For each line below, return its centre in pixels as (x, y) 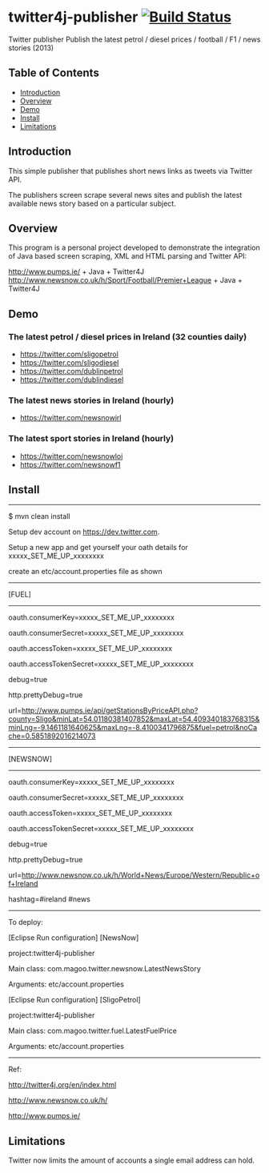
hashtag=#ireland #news (49, 899)
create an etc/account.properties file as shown (85, 572)
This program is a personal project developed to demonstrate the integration (134, 247)
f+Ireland (23, 884)
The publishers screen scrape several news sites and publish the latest (125, 195)
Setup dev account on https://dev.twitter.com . (84, 532)
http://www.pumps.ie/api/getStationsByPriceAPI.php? (110, 711)
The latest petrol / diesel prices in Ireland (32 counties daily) (128, 336)
